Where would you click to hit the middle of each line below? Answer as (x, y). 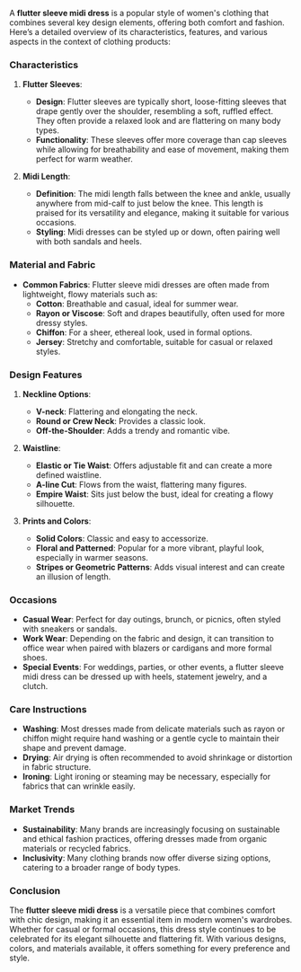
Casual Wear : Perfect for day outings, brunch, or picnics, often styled (151, 620)
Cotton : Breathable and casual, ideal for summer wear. (137, 304)
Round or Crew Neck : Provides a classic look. (121, 420)
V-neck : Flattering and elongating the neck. (116, 411)
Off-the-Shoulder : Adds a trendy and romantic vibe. (133, 430)
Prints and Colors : (57, 521)
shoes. (35, 658)
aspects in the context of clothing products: (90, 41)
